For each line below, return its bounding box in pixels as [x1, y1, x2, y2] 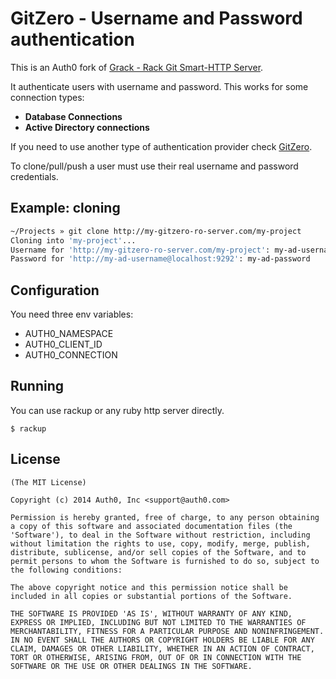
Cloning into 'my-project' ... [10, 235, 137, 246]
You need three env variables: [10, 308, 134, 321]
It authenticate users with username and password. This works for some [10, 80, 309, 92]
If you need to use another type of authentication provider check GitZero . [10, 140, 313, 152]
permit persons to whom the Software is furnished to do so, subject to [10, 556, 320, 566]
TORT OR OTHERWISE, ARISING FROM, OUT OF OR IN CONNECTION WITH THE [10, 652, 302, 662]
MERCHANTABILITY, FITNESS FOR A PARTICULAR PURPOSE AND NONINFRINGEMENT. [10, 626, 325, 636]
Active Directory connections [24, 121, 150, 133]
